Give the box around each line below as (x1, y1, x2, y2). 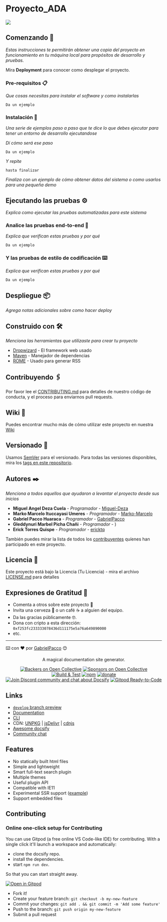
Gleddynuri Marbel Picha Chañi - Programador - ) (12, 521, 116, 527)
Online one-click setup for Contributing (5, 825, 103, 832)
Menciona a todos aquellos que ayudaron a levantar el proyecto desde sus (5, 490, 160, 496)
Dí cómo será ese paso (5, 140, 54, 146)
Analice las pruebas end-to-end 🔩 (5, 222, 89, 229)
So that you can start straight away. (5, 871, 78, 877)
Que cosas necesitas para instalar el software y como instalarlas (5, 93, 139, 99)
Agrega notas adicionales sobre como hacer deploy (5, 307, 112, 313)
